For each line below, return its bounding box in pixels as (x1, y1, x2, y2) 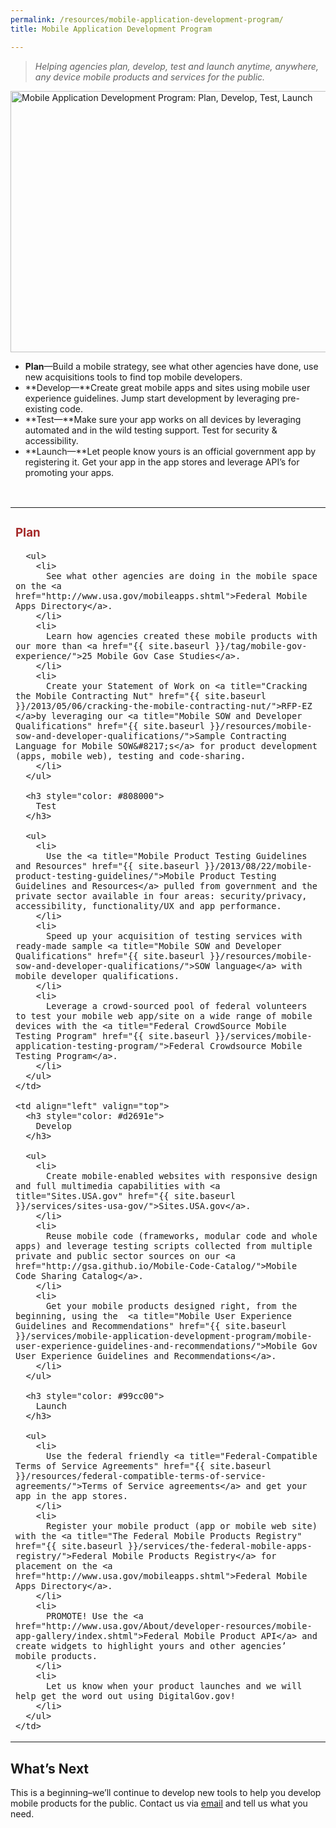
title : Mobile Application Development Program (10, 24, 213, 34)
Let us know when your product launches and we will (46, 1681, 303, 1692)
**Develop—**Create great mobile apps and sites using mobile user (24, 381, 311, 393)
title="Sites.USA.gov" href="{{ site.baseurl (15, 1191, 236, 1202)
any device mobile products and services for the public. (34, 71, 266, 83)
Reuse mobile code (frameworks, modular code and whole (46, 1231, 318, 1242)
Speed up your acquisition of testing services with (46, 931, 303, 942)
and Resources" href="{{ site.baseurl (15, 861, 200, 872)
